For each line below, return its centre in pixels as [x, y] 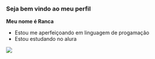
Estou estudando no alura [46, 39]
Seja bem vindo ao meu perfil [48, 9]
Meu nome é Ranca [30, 22]
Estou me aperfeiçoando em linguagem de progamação [82, 33]
